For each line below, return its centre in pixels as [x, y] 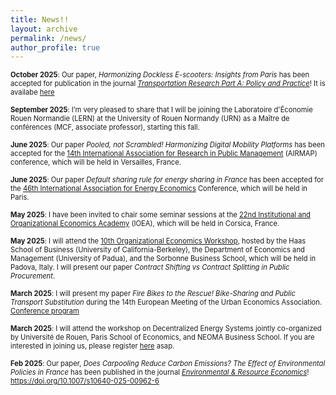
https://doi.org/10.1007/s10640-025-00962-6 [85, 381]
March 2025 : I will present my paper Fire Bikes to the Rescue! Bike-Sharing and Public [153, 294]
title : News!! [40, 19]
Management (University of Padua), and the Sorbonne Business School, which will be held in [163, 259]
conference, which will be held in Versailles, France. [96, 162]
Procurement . [33, 276]
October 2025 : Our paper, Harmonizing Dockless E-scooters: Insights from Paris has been [160, 75]
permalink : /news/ [48, 38]
